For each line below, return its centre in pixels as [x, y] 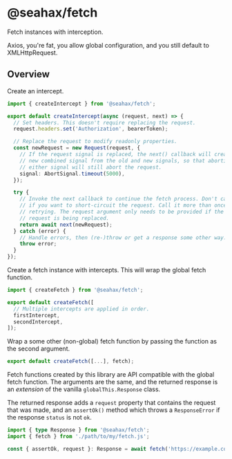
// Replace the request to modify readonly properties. [95, 142]
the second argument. [39, 349]
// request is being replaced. [65, 218]
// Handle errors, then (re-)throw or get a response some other [116, 237]
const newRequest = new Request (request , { [77, 148]
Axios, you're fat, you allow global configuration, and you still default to [108, 45]
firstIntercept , [37, 315]
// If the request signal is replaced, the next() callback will [116, 154]
